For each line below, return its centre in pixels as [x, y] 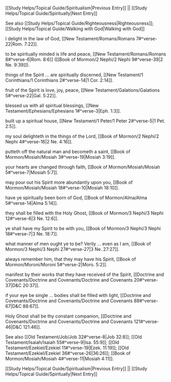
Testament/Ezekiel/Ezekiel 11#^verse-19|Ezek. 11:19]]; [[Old [67, 348]
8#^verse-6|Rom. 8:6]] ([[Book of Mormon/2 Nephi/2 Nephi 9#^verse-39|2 [84, 59]
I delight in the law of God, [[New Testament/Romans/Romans [70, 39]
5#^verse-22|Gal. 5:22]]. [31, 95]
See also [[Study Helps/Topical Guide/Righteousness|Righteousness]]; [80, 23]
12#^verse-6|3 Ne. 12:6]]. [32, 218]
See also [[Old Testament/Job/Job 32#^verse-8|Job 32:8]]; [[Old [74, 337]
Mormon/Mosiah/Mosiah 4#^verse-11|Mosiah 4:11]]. [59, 359]
